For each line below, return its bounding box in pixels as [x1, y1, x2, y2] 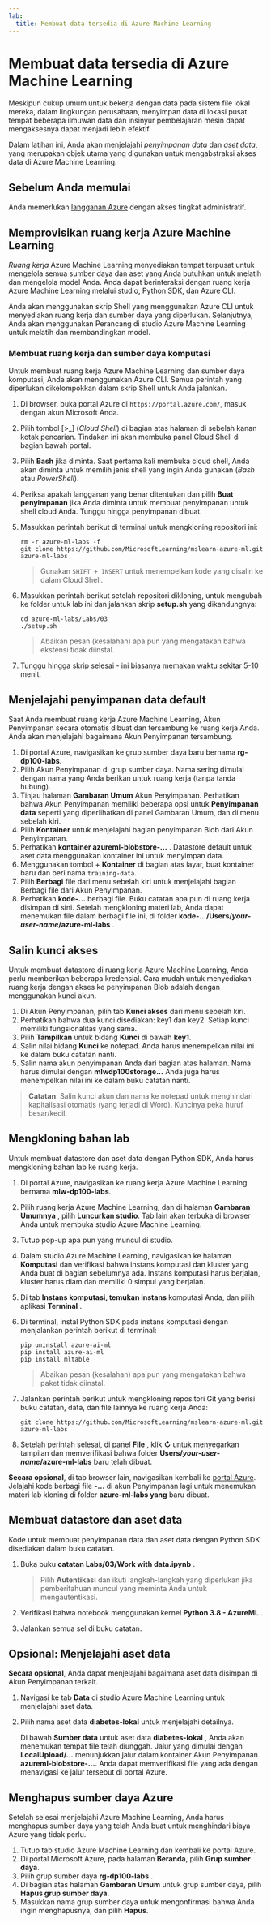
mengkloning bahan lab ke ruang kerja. [8, 1162, 138, 1172]
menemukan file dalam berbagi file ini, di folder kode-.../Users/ [19, 911, 233, 921]
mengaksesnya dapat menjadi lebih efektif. [8, 124, 151, 134]
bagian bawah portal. [19, 441, 91, 450]
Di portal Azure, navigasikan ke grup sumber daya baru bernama [19, 747, 236, 757]
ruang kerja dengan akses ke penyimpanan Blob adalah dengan [8, 982, 221, 992]
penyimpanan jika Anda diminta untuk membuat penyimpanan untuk [19, 498, 249, 508]
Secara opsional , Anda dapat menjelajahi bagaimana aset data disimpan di [8, 1668, 258, 1678]
